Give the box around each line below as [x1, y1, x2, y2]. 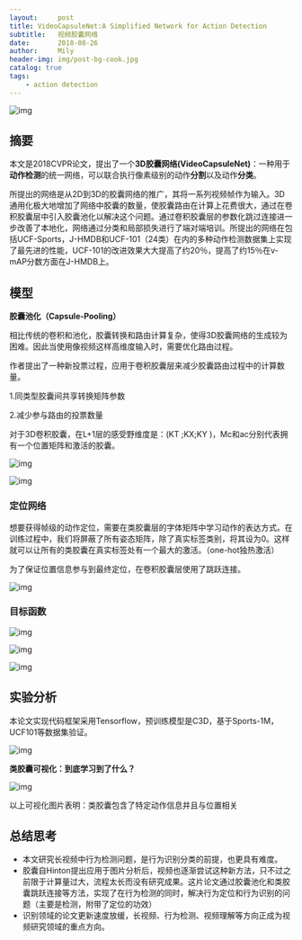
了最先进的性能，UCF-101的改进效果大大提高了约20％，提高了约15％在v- [9, 245, 279, 256]
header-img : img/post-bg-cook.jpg [9, 55, 139, 64]
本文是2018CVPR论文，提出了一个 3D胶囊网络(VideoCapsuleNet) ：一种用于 [9, 158, 290, 169]
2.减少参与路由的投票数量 [9, 410, 103, 421]
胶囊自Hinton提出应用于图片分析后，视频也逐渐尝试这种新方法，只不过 [22, 865, 283, 876]
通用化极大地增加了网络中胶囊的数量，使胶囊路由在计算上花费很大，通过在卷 [9, 200, 293, 211]
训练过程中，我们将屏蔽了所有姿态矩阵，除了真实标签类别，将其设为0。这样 [9, 533, 290, 544]
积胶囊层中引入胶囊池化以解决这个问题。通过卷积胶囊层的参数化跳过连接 [9, 211, 277, 222]
